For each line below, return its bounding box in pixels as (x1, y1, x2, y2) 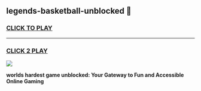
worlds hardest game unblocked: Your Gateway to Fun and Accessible (6, 71, 184, 78)
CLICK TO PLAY (6, 24, 53, 32)
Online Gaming (6, 77, 44, 84)
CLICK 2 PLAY (6, 46, 48, 54)
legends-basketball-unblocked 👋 (6, 6, 132, 16)
